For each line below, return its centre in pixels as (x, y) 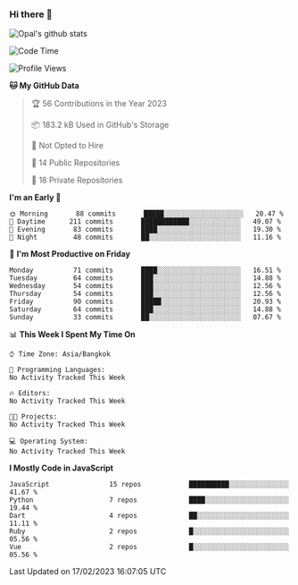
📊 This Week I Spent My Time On (72, 335)
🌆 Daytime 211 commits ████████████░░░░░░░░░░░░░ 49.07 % (145, 222)
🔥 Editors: (30, 394)
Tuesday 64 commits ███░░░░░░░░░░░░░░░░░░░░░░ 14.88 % (145, 278)
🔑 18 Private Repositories (77, 180)
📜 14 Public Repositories (75, 163)
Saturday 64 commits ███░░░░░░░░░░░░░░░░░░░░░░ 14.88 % (145, 309)
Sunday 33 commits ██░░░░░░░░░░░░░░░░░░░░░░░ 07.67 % (145, 318)
